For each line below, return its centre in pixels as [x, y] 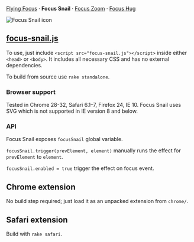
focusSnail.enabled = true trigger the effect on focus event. [80, 168]
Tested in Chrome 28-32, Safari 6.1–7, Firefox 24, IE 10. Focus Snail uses [94, 105]
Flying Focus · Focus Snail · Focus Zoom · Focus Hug [71, 9]
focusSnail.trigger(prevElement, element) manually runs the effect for [94, 151]
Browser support [31, 92]
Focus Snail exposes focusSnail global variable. [64, 139]
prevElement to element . [35, 157]
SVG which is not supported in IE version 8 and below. [72, 111]
